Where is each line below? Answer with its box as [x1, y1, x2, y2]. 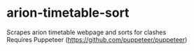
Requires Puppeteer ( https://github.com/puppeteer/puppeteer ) [6, 35, 188, 43]
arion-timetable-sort [6, 5, 130, 21]
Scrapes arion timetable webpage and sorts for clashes [6, 28, 167, 36]
